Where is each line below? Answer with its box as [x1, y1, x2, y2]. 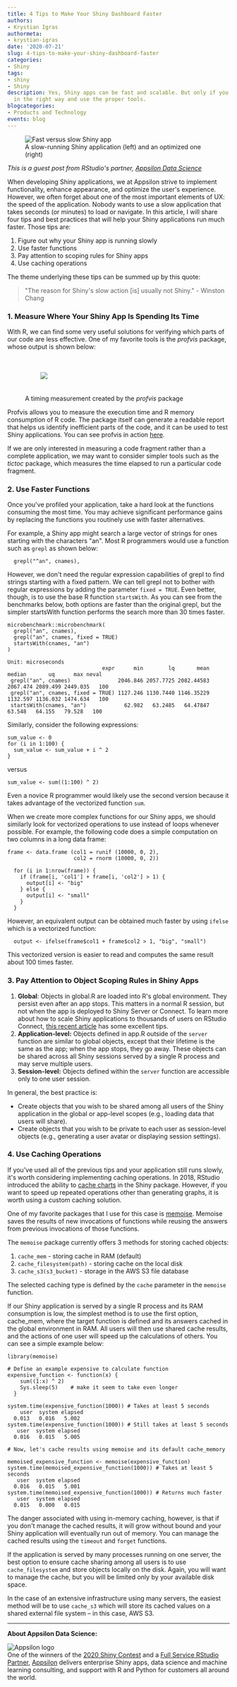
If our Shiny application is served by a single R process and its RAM [7, 1302, 203, 1310]
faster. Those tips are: [7, 222, 71, 231]
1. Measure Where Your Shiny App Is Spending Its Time [7, 311, 200, 321]
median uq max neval [7, 671, 102, 678]
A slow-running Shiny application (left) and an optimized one [25, 142, 201, 151]
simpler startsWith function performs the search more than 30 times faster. [7, 608, 225, 616]
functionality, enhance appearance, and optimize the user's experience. [7, 185, 217, 193]
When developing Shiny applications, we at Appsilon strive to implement [7, 178, 217, 186]
